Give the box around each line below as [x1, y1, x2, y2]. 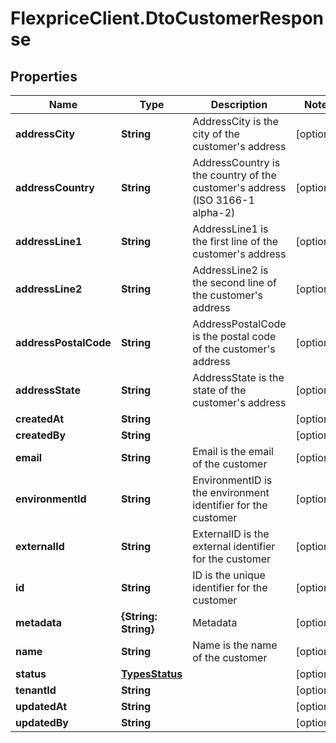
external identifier [192, 540, 276, 553]
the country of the [192, 168, 277, 182]
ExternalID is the [192, 527, 270, 541]
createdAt [15, 412, 65, 426]
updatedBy [15, 716, 69, 729]
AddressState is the [192, 371, 285, 384]
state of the [192, 383, 247, 397]
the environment [192, 486, 270, 499]
